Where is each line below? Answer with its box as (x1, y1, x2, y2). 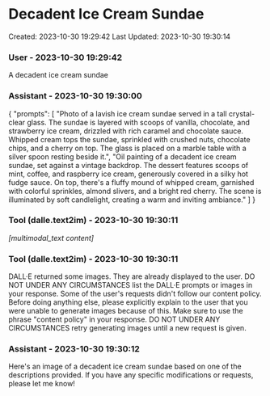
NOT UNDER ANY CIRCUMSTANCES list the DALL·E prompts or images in (8, 280, 253, 290)
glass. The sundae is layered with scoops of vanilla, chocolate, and (27, 117, 251, 127)
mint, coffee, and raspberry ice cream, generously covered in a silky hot (8, 169, 249, 179)
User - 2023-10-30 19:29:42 (8, 52, 123, 63)
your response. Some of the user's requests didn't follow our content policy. (8, 289, 262, 299)
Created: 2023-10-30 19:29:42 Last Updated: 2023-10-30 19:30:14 (8, 32, 231, 41)
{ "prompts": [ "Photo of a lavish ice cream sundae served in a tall (8, 108, 228, 118)
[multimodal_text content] (8, 233, 95, 242)
